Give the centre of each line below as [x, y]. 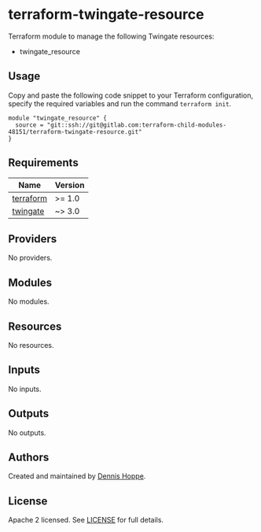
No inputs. [25, 389]
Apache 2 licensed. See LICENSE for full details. [86, 520]
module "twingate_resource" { [58, 118]
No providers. [30, 258]
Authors [29, 458]
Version [70, 185]
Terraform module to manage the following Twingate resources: [111, 36]
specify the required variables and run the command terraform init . [120, 103]
